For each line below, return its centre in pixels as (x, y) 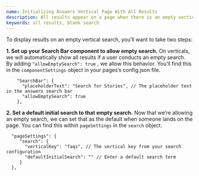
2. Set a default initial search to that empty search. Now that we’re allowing (99, 113)
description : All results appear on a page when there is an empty (91, 17)
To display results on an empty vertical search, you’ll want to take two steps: (99, 40)
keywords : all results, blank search (53, 23)
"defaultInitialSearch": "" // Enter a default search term (100, 157)
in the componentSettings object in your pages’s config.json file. (84, 70)
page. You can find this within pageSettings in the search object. (84, 125)
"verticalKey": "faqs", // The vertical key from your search (103, 147)
